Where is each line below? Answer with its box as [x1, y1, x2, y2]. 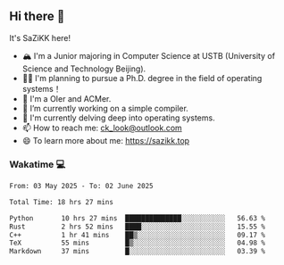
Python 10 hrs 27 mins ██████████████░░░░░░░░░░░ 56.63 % [9, 213, 266, 223]
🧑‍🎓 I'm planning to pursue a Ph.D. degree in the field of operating [21, 72, 263, 83]
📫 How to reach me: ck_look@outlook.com [21, 122, 183, 133]
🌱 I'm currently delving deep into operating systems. [21, 112, 216, 123]
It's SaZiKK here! [9, 32, 71, 43]
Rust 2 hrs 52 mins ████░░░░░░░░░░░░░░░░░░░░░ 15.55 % [9, 222, 266, 231]
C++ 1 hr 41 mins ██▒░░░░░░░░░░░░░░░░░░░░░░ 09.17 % [9, 230, 266, 239]
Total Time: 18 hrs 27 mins [9, 197, 114, 206]
